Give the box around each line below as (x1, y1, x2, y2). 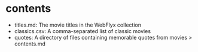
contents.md (14, 40, 46, 47)
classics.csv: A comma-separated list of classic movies (14, 27, 151, 34)
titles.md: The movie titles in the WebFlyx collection (14, 21, 142, 28)
